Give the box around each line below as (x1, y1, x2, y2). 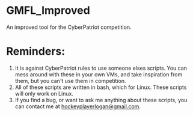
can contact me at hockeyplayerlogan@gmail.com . (14, 103, 141, 110)
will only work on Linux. (14, 90, 74, 97)
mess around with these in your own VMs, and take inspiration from (14, 70, 183, 78)
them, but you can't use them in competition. (14, 77, 126, 84)
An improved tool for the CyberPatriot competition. (6, 23, 132, 31)
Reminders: (6, 44, 66, 58)
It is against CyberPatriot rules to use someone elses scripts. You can (14, 64, 188, 72)
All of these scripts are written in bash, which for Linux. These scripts (14, 84, 187, 91)
